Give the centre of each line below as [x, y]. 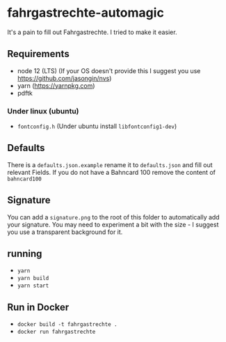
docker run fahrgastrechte [56, 332]
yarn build [33, 279]
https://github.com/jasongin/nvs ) [64, 78]
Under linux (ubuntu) [43, 111]
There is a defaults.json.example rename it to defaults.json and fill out [110, 164]
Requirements [38, 54]
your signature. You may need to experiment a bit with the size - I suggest [113, 224]
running [25, 254]
